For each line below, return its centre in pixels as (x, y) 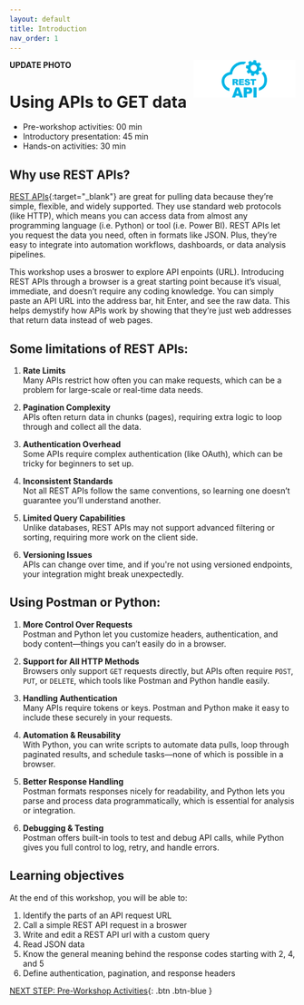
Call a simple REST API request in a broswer (105, 924)
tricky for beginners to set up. (78, 463)
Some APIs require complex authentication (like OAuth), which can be (152, 454)
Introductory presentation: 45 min (85, 137)
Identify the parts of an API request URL (97, 915)
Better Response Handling (73, 781)
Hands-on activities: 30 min (74, 146)
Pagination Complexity (67, 407)
